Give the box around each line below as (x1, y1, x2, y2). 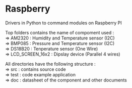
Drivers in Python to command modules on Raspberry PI (5, 20, 122, 26)
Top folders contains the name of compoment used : (5, 29, 114, 35)
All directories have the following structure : (5, 61, 96, 67)
